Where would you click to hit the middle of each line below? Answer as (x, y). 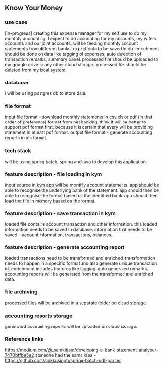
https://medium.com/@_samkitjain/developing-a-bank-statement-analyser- (82, 350)
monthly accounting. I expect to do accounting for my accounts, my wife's (81, 38)
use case (16, 22)
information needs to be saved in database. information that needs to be (79, 230)
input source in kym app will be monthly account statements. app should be (82, 185)
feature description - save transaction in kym (61, 213)
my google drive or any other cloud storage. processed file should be (76, 64)
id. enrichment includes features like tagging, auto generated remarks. (77, 269)
